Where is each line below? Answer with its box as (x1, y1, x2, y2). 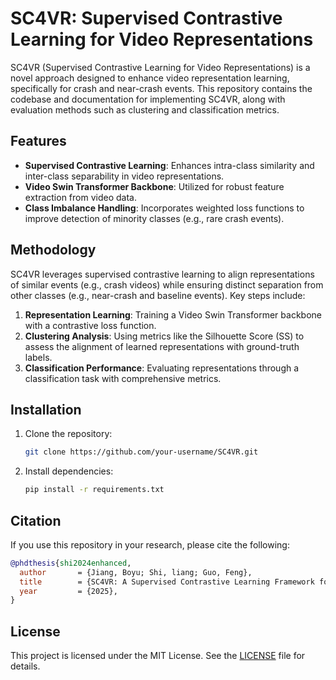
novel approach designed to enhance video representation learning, (10, 72, 290, 84)
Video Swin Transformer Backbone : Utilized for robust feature (24, 180, 285, 192)
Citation (10, 512, 62, 529)
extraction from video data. (24, 191, 137, 203)
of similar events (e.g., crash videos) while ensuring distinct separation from (10, 278, 324, 291)
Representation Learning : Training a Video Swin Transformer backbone (24, 308, 322, 321)
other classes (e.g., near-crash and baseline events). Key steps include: (10, 289, 306, 301)
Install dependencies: (24, 465, 114, 477)
